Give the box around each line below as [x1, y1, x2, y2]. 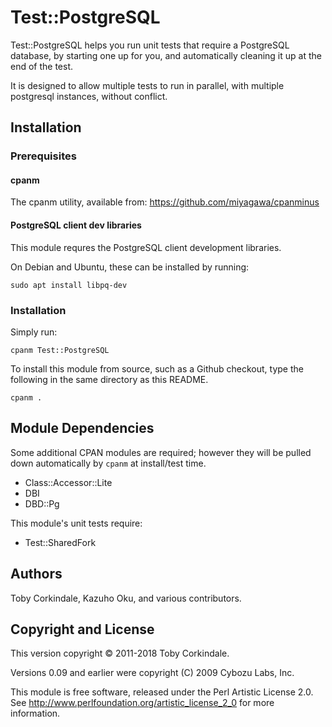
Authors [10, 566, 63, 583]
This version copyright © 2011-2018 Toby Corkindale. [10, 647, 230, 660]
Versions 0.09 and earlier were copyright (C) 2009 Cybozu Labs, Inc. [10, 667, 295, 679]
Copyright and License [10, 621, 155, 638]
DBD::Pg [24, 497, 60, 510]
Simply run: [10, 326, 58, 338]
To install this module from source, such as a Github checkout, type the [10, 362, 304, 375]
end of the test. [10, 60, 74, 72]
